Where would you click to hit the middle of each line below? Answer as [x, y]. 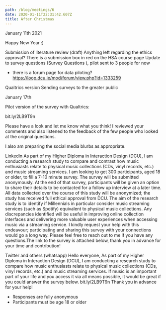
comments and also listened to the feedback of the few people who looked [82, 131]
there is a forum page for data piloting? [52, 73]
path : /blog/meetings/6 [30, 10]
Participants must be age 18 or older [49, 302]
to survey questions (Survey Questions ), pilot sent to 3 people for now [78, 63]
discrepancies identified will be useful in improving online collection [75, 214]
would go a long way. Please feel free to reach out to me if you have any [79, 235]
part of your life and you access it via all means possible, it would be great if [83, 277]
